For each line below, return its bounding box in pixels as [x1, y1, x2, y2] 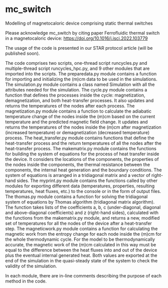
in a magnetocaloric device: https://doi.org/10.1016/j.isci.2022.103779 [5, 35, 148, 41]
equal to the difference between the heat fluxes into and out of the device [5, 247, 157, 253]
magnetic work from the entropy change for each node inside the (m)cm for [5, 231, 162, 237]
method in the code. [5, 278, 47, 284]
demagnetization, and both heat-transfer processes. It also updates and [5, 97, 154, 104]
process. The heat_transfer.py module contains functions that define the [5, 135, 154, 141]
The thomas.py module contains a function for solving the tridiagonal [5, 194, 148, 200]
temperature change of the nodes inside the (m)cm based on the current [5, 113, 155, 119]
